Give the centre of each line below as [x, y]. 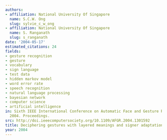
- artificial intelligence [33, 107]
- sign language [22, 70]
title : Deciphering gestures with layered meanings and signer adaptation [84, 125]
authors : [14, 10]
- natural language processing [38, 93]
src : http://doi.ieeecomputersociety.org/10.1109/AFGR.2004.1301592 [78, 120]
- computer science [25, 102]
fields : [13, 51]
